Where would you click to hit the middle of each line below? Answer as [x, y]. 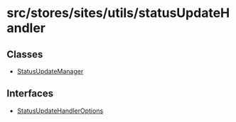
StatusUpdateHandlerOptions [60, 111]
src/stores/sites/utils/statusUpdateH [118, 13]
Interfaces [30, 94]
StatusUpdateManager [50, 71]
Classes [25, 54]
